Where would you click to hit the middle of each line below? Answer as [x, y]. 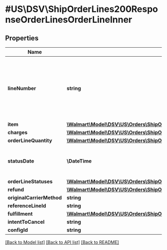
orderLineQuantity [30, 140]
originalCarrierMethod [35, 198]
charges [18, 132]
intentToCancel [26, 222]
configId [18, 230]
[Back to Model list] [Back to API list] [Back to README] [62, 242]
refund [16, 190]
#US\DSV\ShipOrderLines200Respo [82, 9]
